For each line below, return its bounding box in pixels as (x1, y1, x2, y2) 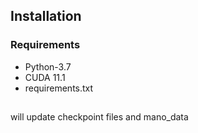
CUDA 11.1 (24, 71, 66, 83)
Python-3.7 (24, 60, 72, 73)
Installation (10, 8, 82, 25)
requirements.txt (24, 82, 94, 94)
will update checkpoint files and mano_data (10, 111, 189, 123)
